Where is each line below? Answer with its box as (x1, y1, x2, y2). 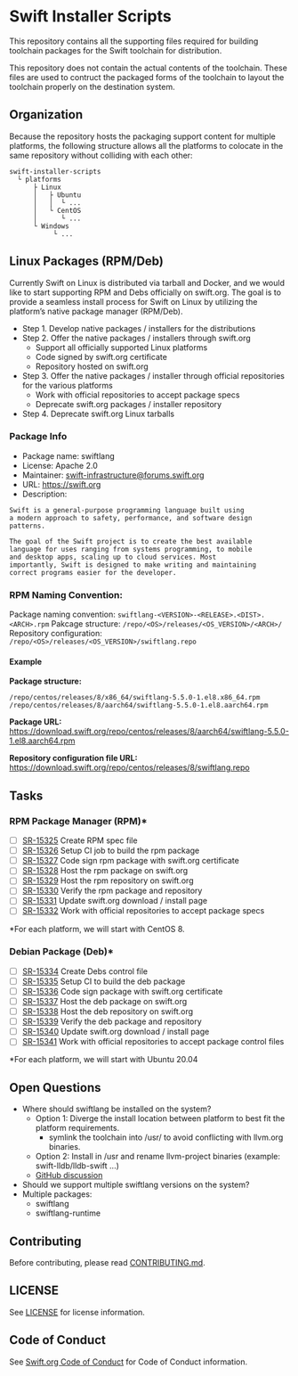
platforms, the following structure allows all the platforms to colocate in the (9, 140, 284, 151)
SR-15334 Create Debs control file (21, 965, 149, 977)
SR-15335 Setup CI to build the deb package (21, 976, 186, 987)
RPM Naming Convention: (9, 588, 123, 601)
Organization (9, 107, 83, 122)
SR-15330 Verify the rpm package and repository (21, 885, 203, 897)
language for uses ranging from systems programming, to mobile (9, 545, 253, 553)
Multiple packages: (21, 1189, 93, 1200)
